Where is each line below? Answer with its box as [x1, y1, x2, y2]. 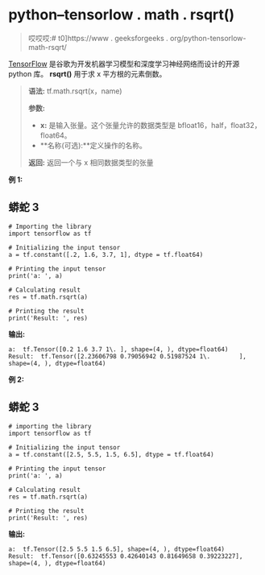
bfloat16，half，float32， [177, 120, 262, 130]
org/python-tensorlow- [170, 33, 247, 43]
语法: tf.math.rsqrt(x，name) [27, 86, 122, 96]
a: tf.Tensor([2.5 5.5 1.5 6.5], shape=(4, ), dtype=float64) [8, 545, 226, 553]
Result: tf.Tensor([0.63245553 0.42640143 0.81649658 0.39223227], [8, 552, 243, 561]
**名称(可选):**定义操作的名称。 [39, 140, 147, 150]
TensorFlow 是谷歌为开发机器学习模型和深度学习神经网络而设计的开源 [8, 59, 240, 68]
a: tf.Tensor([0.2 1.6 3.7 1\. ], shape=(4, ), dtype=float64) [8, 345, 229, 354]
